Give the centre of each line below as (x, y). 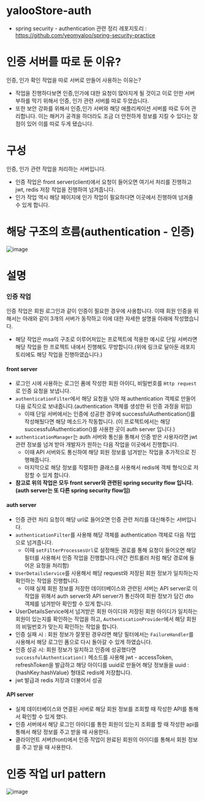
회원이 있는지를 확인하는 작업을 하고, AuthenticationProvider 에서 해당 (100, 619)
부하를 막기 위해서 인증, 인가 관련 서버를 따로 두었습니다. (82, 100)
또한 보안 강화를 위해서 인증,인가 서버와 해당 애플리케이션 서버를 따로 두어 (102, 108)
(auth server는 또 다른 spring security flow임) (73, 491)
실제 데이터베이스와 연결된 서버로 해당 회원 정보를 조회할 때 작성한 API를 (101, 709)
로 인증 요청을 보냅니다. (43, 391)
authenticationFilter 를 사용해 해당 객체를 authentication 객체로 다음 (100, 535)
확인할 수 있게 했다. (45, 716)
